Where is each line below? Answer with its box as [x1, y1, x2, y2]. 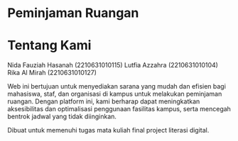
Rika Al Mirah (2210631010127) [7, 69, 97, 77]
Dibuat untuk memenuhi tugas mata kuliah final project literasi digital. [7, 126, 210, 135]
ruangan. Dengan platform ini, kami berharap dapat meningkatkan [7, 97, 200, 106]
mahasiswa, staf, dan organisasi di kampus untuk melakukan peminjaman [7, 90, 222, 98]
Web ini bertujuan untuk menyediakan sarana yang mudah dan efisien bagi [7, 82, 226, 91]
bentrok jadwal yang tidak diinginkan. [7, 112, 117, 121]
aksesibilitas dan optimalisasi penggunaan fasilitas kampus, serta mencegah [7, 105, 231, 113]
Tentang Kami [7, 38, 92, 54]
